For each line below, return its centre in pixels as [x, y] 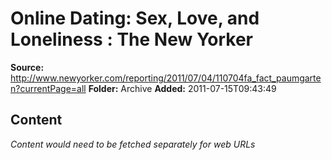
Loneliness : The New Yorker [131, 39]
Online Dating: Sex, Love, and [135, 18]
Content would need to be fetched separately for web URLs [133, 144]
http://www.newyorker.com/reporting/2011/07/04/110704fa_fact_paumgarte [166, 78]
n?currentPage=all [48, 88]
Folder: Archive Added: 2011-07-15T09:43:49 [182, 88]
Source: [27, 67]
